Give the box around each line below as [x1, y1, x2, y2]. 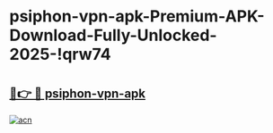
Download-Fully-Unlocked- [9, 25, 217, 46]
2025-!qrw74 [9, 45, 111, 64]
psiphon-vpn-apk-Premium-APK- [9, 6, 265, 27]
